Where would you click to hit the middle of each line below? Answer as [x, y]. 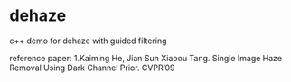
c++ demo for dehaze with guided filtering [88, 41]
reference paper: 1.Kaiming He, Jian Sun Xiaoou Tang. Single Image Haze [146, 58]
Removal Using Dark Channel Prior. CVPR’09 [92, 68]
